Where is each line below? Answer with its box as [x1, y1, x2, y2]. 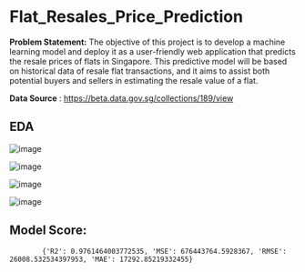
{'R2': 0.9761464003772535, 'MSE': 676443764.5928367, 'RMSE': [42, 247, 287, 256]
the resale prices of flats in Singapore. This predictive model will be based [9, 55, 288, 66]
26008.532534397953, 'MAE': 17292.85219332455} [9, 255, 194, 264]
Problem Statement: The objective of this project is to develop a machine [9, 36, 286, 47]
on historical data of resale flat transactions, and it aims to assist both [9, 65, 270, 76]
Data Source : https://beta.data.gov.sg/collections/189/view [9, 93, 234, 104]
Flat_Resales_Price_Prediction [9, 6, 244, 27]
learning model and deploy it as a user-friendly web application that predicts [9, 45, 296, 56]
